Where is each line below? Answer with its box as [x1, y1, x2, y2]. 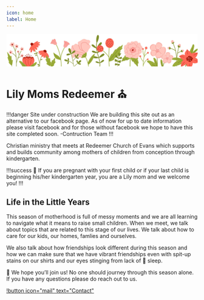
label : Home [6, 16, 36, 22]
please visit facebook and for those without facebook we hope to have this [6, 123, 193, 131]
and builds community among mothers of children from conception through [6, 148, 195, 155]
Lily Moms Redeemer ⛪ [6, 87, 127, 101]
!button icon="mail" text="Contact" [6, 287, 94, 295]
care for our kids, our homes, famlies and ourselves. [6, 233, 137, 240]
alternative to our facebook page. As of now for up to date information [6, 117, 182, 124]
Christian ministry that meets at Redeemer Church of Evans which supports [6, 141, 195, 149]
